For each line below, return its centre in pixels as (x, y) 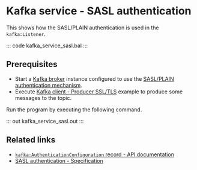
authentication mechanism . (48, 85)
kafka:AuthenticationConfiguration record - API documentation (94, 154)
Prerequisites (32, 64)
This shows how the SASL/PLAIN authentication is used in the (83, 28)
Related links (31, 140)
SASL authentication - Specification (59, 160)
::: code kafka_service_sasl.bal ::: (47, 45)
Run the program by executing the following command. (74, 110)
